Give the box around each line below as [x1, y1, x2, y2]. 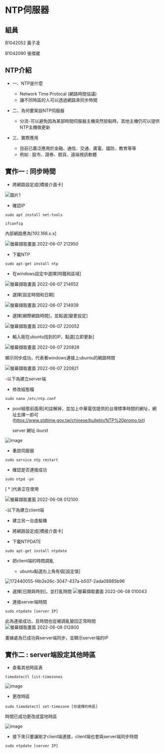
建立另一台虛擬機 [12, 517, 47, 523]
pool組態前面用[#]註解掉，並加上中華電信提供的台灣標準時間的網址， [12, 405, 153, 411]
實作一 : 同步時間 [5, 167, 56, 176]
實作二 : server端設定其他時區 [5, 651, 96, 659]
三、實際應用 [12, 135, 38, 141]
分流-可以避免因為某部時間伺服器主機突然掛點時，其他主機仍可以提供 [19, 118, 160, 124]
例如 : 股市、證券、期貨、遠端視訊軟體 [19, 151, 97, 157]
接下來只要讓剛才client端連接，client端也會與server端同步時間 [12, 734, 138, 740]
